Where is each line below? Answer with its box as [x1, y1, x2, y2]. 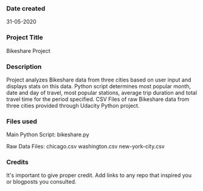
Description [6, 62, 42, 71]
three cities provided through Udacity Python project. [6, 102, 140, 109]
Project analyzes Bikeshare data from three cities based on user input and [6, 76, 191, 83]
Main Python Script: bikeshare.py [6, 131, 89, 138]
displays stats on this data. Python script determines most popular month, [6, 82, 191, 89]
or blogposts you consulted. [6, 178, 77, 186]
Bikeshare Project [6, 47, 50, 54]
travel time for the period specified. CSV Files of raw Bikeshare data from [6, 95, 190, 103]
